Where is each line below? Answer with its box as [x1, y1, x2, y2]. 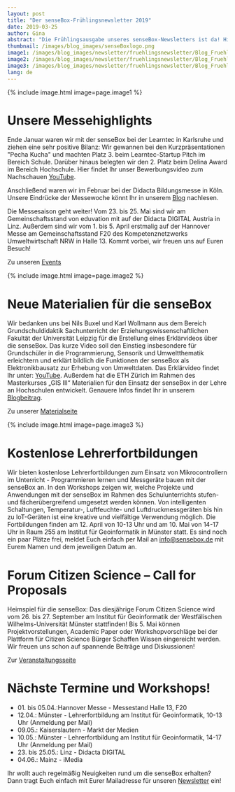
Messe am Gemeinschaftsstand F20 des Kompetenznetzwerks [7, 229, 188, 238]
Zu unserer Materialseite [7, 407, 78, 416]
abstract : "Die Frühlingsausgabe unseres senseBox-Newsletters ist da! [7, 36, 220, 43]
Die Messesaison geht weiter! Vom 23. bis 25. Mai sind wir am [7, 207, 186, 215]
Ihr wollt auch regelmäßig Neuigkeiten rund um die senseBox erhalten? [7, 769, 211, 777]
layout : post [7, 10, 45, 17]
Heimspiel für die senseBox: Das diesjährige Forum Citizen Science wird [7, 605, 215, 614]
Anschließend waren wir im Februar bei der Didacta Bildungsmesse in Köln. [7, 186, 224, 195]
